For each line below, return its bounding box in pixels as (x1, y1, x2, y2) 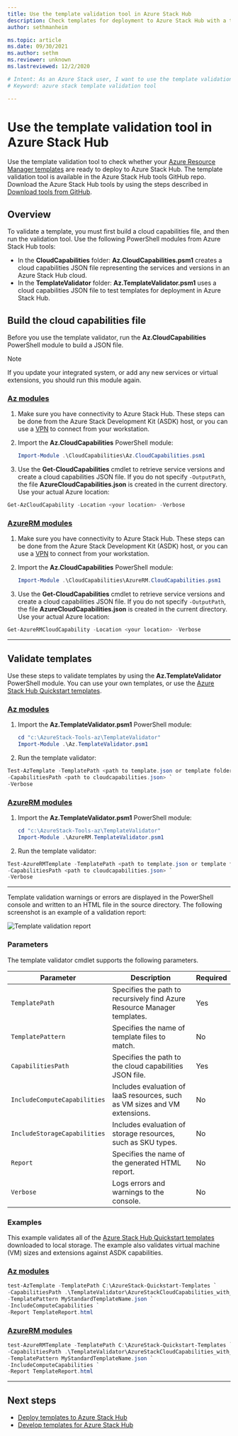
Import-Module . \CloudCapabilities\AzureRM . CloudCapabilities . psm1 (17, 577, 222, 584)
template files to (112, 1031, 166, 1041)
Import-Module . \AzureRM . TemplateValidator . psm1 (17, 834, 164, 841)
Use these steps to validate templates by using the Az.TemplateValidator (7, 671, 222, 680)
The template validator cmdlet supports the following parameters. (7, 956, 199, 964)
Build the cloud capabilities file (7, 314, 147, 327)
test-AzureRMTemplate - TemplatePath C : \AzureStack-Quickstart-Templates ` (7, 1342, 233, 1349)
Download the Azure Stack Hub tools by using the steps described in (7, 180, 208, 189)
